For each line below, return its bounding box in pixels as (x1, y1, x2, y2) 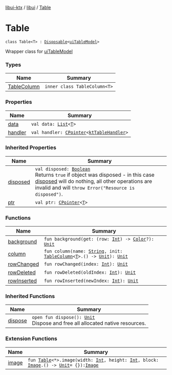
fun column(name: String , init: (44, 249, 123, 254)
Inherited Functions (5, 293, 55, 300)
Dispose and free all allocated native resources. (32, 320, 146, 327)
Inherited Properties (5, 144, 56, 151)
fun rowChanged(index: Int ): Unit (44, 261, 128, 267)
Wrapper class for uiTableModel (5, 48, 73, 54)
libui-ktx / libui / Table (5, 5, 51, 10)
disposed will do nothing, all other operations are (35, 177, 153, 184)
